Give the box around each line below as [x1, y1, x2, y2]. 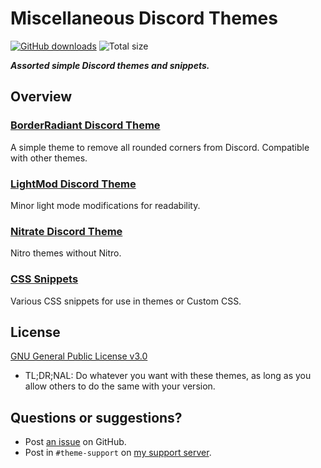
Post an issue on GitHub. [24, 436, 127, 448]
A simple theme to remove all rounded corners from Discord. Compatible [10, 141, 310, 153]
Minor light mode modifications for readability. [10, 199, 201, 211]
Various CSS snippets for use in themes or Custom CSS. [10, 295, 242, 307]
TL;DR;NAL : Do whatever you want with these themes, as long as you [24, 370, 312, 382]
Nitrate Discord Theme [10, 224, 123, 238]
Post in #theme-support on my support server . [24, 447, 212, 459]
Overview [10, 88, 73, 106]
